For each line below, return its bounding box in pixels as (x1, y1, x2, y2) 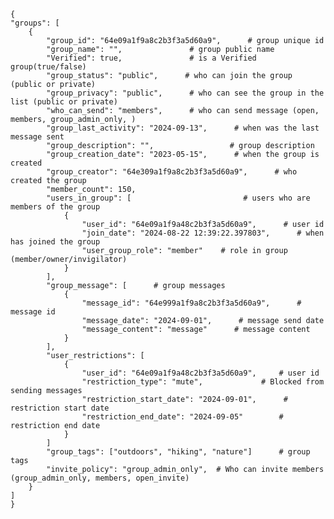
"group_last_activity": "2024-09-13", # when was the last (46, 123, 320, 133)
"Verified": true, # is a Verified (46, 53, 257, 63)
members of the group (10, 202, 101, 212)
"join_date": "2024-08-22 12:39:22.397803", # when (81, 228, 325, 238)
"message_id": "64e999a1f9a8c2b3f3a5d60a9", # (81, 298, 302, 308)
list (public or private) (10, 97, 118, 107)
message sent (10, 132, 65, 142)
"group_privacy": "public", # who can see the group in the (46, 88, 325, 98)
